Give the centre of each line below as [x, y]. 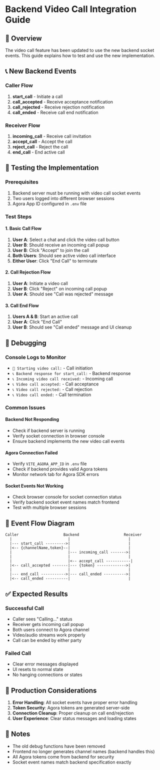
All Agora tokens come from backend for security [63, 756]
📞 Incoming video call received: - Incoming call [63, 378]
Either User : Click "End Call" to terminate [55, 260]
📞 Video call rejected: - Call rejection [52, 389]
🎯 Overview [23, 38]
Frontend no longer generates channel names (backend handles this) [83, 751]
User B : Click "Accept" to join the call [50, 250]
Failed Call [18, 653]
